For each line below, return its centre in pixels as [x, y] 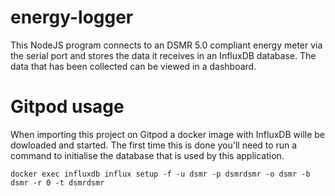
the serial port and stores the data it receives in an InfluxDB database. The [163, 55]
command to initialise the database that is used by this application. [147, 155]
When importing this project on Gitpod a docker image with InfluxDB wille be [168, 134]
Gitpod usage [67, 107]
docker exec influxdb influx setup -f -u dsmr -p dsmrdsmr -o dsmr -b [160, 174]
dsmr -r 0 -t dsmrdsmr [57, 182]
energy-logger [72, 17]
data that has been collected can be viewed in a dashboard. [133, 66]
